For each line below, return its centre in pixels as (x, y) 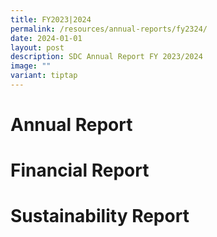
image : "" (31, 66)
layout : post (37, 47)
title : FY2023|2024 (51, 19)
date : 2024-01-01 (46, 38)
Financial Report (80, 170)
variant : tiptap (44, 76)
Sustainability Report (100, 216)
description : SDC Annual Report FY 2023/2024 (106, 57)
